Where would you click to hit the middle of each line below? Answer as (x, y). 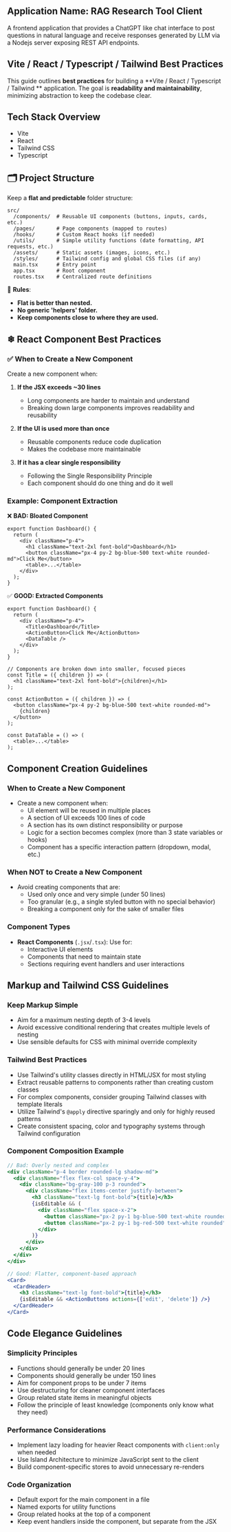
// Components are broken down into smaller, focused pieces (97, 669)
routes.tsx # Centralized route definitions (83, 277)
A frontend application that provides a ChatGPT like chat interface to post (111, 28)
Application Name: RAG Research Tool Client (105, 11)
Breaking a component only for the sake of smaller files (106, 909)
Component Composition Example (66, 1151)
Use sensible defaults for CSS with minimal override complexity (107, 1042)
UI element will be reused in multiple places (89, 810)
